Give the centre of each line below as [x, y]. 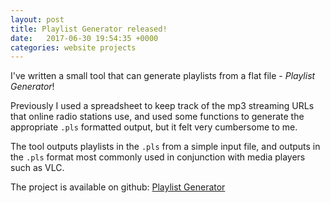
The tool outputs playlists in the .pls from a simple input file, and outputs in [165, 147]
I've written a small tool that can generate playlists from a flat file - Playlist [163, 76]
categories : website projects [73, 47]
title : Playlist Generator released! [89, 29]
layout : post [37, 19]
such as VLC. [37, 168]
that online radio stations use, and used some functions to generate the [157, 117]
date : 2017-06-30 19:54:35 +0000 [84, 38]
